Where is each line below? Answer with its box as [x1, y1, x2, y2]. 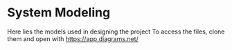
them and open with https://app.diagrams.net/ [7, 34, 139, 42]
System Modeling [7, 5, 111, 21]
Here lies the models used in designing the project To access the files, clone [7, 27, 225, 36]
